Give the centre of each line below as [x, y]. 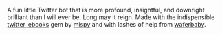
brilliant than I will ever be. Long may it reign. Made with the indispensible [111, 17]
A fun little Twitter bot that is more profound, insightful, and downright [106, 10]
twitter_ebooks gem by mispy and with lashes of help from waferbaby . [107, 24]
